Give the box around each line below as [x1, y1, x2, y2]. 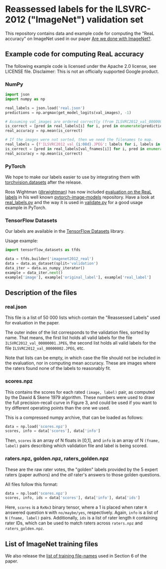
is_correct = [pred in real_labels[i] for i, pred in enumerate [5, 124, 140, 129]
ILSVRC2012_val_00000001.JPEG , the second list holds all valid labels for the [5, 340, 157, 346]
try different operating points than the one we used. [5, 405, 110, 411]
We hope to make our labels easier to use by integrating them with [5, 174, 140, 180]
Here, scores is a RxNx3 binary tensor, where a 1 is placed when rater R [5, 504, 147, 511]
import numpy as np [5, 97, 45, 102]
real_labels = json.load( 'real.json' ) [5, 105, 85, 110]
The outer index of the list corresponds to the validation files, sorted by [5, 329, 150, 335]
